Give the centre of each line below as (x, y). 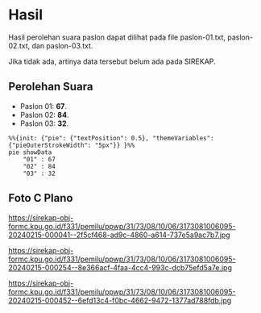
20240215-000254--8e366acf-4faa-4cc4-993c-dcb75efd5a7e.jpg (120, 267)
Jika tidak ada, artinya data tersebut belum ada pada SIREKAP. (112, 61)
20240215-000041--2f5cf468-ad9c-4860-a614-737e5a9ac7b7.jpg (120, 235)
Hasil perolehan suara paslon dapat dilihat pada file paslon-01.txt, (117, 37)
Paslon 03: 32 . (44, 123)
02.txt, (19, 45)
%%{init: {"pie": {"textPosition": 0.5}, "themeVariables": (112, 138)
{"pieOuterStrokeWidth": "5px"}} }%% (72, 145)
